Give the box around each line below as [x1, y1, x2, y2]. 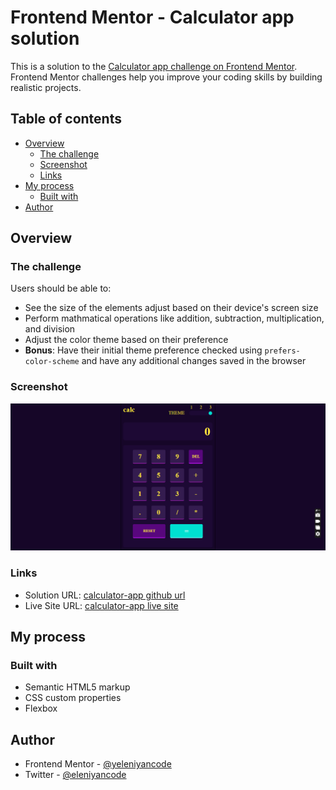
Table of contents [10, 111, 122, 128]
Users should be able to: [10, 282, 112, 295]
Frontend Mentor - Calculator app [10, 6, 295, 29]
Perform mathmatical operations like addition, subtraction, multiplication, [24, 312, 325, 325]
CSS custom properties [24, 692, 122, 704]
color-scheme [24, 357, 80, 367]
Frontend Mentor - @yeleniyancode [24, 758, 172, 770]
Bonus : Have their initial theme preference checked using [24, 344, 263, 356]
